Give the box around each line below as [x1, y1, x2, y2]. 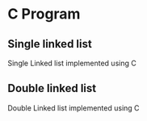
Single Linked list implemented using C [7, 58, 136, 68]
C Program [7, 5, 81, 23]
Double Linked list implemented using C [7, 102, 140, 113]
